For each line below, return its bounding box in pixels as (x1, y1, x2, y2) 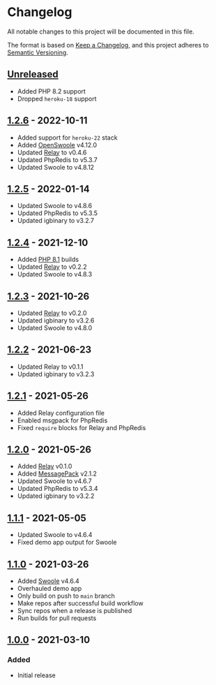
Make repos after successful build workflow (17, 599, 144, 607)
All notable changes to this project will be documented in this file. (7, 27, 195, 36)
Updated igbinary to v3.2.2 (17, 492, 95, 500)
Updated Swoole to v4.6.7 (17, 477, 92, 485)
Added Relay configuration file (17, 408, 105, 417)
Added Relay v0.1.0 (17, 462, 72, 471)
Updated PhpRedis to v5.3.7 (17, 155, 98, 164)
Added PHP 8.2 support (17, 87, 86, 95)
